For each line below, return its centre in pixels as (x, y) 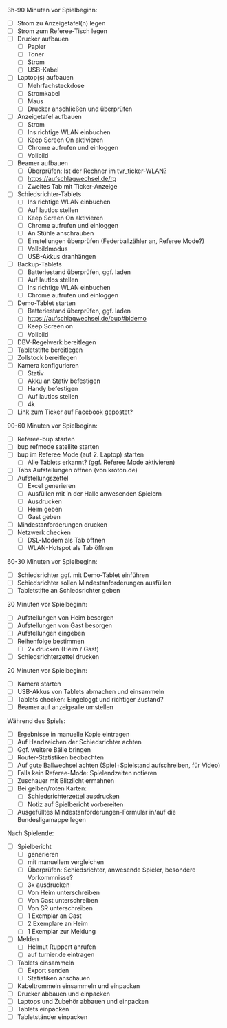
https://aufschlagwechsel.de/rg (72, 179)
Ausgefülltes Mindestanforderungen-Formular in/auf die (97, 812)
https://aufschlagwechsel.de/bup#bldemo (87, 319)
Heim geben (45, 509)
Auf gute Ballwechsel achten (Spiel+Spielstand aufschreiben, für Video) (119, 765)
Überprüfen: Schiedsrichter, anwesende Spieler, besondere (111, 870)
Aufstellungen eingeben (51, 633)
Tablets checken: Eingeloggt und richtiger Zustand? (90, 699)
